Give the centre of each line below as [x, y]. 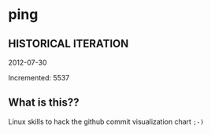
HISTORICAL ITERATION [68, 44]
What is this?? [44, 103]
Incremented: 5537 [39, 78]
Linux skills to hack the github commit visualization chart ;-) [106, 121]
